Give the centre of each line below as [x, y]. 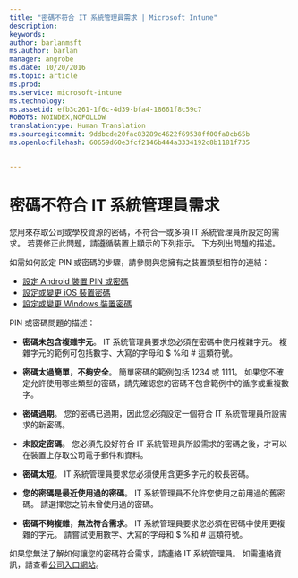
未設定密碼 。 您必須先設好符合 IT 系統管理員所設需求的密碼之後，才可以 [155, 444]
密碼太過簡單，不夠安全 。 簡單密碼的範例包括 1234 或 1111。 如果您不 [149, 372]
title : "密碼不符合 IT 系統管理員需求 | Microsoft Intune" [113, 17]
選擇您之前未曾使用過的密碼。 [103, 504]
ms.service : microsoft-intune [66, 92]
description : [34, 26]
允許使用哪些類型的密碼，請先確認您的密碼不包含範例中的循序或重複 [156, 383]
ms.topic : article [43, 76]
